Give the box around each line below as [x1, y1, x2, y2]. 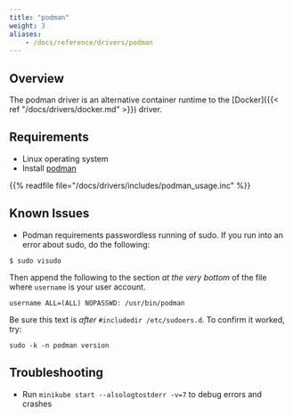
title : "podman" [9, 12, 69, 22]
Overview [9, 70, 65, 86]
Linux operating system [21, 153, 109, 164]
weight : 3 [9, 21, 46, 30]
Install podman [21, 162, 77, 174]
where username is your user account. [9, 281, 146, 292]
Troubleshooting [9, 365, 104, 380]
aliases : [9, 29, 42, 38]
